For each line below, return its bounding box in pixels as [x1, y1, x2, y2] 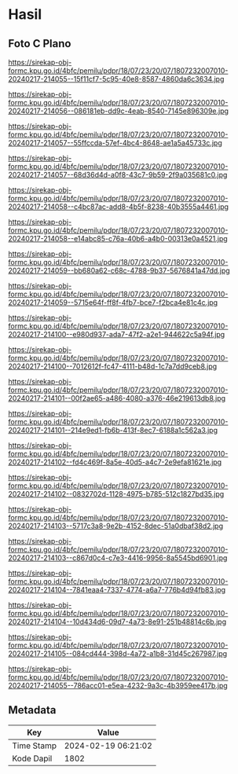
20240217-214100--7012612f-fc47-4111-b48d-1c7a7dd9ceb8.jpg [8, 361, 218, 371]
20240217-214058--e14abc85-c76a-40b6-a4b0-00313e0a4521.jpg [8, 234, 228, 243]
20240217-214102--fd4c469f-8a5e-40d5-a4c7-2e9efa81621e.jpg [8, 457, 222, 467]
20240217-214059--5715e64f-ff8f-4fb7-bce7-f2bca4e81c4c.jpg [8, 298, 218, 307]
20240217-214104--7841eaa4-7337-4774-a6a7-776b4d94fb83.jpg [8, 585, 226, 594]
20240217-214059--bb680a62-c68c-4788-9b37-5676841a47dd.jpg [8, 266, 230, 275]
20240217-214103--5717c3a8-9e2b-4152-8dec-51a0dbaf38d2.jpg [8, 521, 224, 530]
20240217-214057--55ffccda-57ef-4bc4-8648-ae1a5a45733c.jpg [8, 138, 222, 147]
